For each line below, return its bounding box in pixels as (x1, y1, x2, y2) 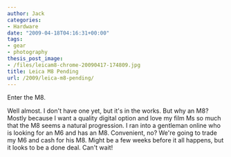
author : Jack (7, 10, 45, 17)
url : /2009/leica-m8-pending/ (7, 74, 95, 82)
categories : (7, 17, 41, 24)
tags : (7, 36, 23, 43)
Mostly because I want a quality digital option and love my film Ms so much (7, 114, 221, 122)
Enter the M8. (7, 93, 46, 102)
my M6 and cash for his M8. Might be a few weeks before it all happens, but (7, 136, 224, 145)
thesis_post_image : (7, 55, 64, 62)
